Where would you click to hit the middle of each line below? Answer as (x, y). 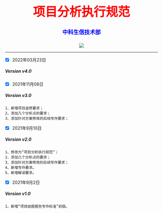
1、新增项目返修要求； (24, 108)
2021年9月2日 (26, 182)
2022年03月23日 (29, 60)
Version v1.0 (18, 194)
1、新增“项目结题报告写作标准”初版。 (37, 206)
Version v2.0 (18, 139)
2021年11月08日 (28, 84)
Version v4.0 (18, 71)
